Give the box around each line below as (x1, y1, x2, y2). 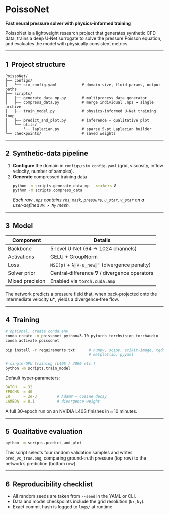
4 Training (5, 315, 40, 324)
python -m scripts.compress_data (12, 188, 83, 193)
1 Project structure (5, 60, 66, 69)
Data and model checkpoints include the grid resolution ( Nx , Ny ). (12, 498, 145, 505)
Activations (8, 253, 34, 260)
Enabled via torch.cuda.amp (50, 278, 116, 285)
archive (5, 104, 22, 109)
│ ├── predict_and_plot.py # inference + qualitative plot (5, 118, 150, 123)
